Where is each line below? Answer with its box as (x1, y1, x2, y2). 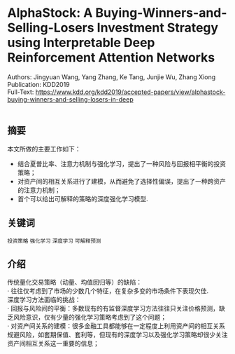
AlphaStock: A (7, 5, 93, 21)
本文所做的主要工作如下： (7, 144, 81, 153)
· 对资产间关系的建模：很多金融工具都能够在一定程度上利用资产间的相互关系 (7, 322, 225, 330)
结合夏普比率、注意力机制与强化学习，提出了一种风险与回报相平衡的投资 (17, 159, 226, 168)
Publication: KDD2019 (7, 80, 70, 88)
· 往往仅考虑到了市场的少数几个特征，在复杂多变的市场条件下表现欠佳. (7, 287, 209, 295)
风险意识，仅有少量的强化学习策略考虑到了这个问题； (13, 313, 166, 322)
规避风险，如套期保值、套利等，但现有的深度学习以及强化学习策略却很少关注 (7, 331, 228, 339)
